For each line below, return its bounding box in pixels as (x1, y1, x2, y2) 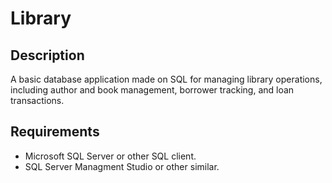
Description (10, 47, 85, 64)
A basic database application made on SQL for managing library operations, (10, 73, 323, 85)
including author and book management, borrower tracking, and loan (10, 84, 295, 96)
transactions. (10, 95, 65, 106)
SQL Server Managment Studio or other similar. (24, 160, 220, 172)
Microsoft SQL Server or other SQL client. (24, 150, 197, 162)
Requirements (10, 123, 100, 141)
